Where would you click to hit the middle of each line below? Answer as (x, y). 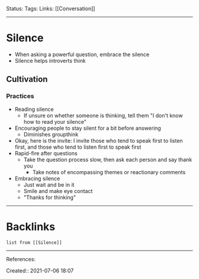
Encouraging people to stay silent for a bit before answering (88, 128)
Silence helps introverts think (50, 60)
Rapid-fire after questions (46, 153)
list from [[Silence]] (34, 242)
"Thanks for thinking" (49, 197)
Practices (20, 96)
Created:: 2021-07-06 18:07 (40, 270)
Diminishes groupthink (51, 134)
